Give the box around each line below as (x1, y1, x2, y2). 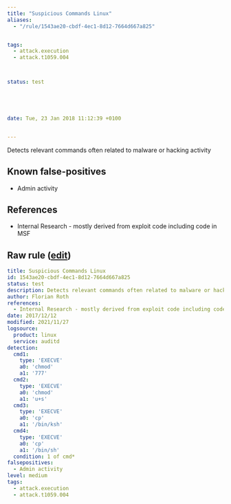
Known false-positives (7, 166, 107, 177)
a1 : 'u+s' (19, 395, 48, 402)
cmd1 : (13, 351, 30, 358)
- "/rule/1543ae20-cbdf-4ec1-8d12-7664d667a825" (13, 23, 155, 30)
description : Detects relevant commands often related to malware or (7, 287, 211, 294)
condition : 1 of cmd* (13, 453, 76, 460)
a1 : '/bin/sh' (19, 446, 60, 454)
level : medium (7, 472, 48, 479)
